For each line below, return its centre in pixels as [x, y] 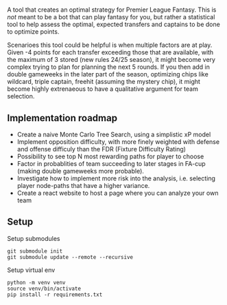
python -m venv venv [37, 282]
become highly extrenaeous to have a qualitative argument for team [103, 89]
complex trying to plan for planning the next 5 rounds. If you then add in [109, 67]
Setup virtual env [31, 270]
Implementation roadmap [62, 118]
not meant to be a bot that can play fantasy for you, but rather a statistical [111, 17]
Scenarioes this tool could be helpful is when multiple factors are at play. [110, 45]
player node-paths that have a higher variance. [83, 186]
